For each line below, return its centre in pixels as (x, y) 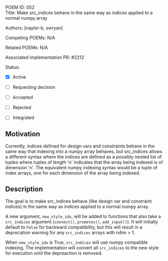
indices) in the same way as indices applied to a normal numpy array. (77, 206)
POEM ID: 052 (20, 7)
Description (24, 189)
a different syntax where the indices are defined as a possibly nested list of (83, 157)
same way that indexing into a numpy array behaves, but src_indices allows (84, 152)
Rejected (22, 107)
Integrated (23, 118)
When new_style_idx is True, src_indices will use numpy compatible (77, 242)
